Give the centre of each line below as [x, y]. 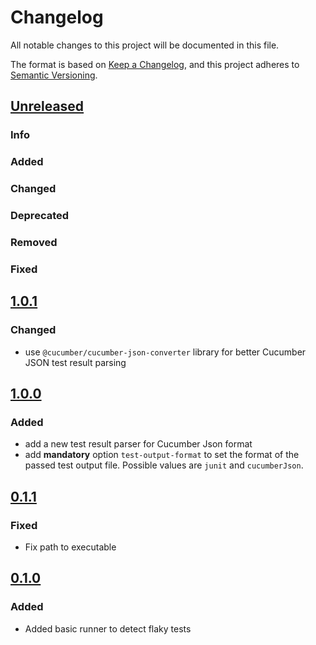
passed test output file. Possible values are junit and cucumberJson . [164, 465]
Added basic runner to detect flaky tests [108, 628]
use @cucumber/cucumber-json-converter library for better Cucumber [165, 352]
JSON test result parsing [75, 362]
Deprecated [40, 216]
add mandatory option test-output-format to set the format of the [162, 455]
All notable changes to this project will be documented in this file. [145, 45]
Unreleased [47, 106]
